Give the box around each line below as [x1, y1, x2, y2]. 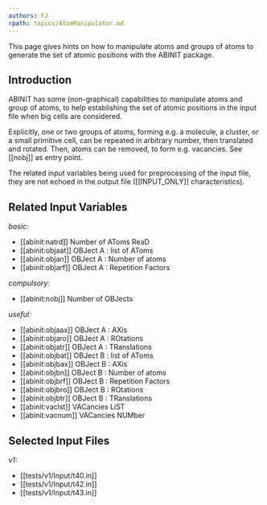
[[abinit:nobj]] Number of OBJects [19, 294, 133, 304]
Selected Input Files [8, 433, 110, 447]
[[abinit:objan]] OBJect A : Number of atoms [19, 254, 166, 264]
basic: [8, 222, 29, 232]
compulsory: [8, 278, 51, 288]
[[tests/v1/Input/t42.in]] [19, 479, 97, 489]
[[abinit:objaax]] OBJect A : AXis [19, 325, 128, 335]
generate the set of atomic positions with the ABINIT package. [8, 50, 215, 60]
